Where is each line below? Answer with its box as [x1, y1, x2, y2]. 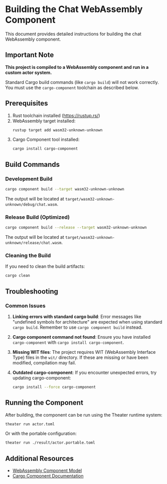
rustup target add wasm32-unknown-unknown [12, 127, 103, 133]
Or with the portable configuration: [5, 431, 77, 437]
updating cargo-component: [12, 374, 71, 380]
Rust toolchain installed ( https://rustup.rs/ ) [12, 112, 100, 119]
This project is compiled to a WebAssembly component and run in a [5, 64, 149, 70]
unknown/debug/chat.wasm [5, 202, 57, 207]
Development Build [5, 175, 53, 182]
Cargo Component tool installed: [12, 137, 80, 143]
